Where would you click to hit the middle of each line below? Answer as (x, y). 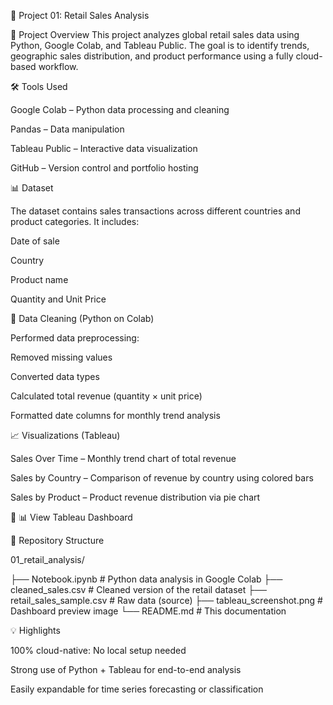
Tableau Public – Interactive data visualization (104, 148)
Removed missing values (61, 357)
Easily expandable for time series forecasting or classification (137, 689)
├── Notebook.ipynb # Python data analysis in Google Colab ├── (146, 579)
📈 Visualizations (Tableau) (65, 435)
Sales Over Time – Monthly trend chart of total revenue (123, 458)
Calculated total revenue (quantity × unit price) (106, 396)
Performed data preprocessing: (75, 338)
